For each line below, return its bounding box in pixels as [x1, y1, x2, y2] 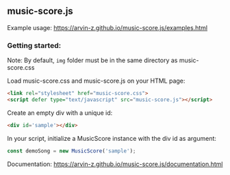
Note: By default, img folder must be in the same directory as [7, 56, 178, 64]
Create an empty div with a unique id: [7, 109, 113, 117]
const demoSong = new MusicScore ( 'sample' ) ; [7, 147, 136, 154]
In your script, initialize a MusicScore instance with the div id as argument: [7, 134, 217, 142]
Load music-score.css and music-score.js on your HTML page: [7, 77, 186, 85]
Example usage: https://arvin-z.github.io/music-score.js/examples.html [7, 23, 207, 31]
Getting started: [7, 40, 62, 50]
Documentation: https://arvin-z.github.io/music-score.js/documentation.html [7, 160, 223, 168]
